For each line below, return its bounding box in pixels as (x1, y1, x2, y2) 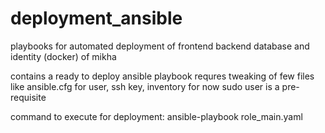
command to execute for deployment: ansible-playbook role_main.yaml (10, 110, 303, 122)
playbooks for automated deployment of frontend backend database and (10, 40, 310, 52)
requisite (10, 91, 47, 103)
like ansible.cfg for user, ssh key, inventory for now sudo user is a (10, 80, 280, 92)
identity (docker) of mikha (10, 50, 117, 62)
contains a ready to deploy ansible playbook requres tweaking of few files (10, 70, 315, 82)
